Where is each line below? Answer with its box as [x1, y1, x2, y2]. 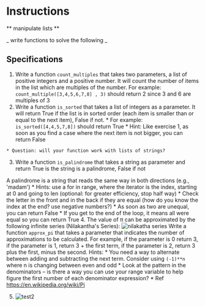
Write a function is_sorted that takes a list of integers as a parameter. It [15, 103, 196, 110]
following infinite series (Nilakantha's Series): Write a [6, 222, 187, 229]
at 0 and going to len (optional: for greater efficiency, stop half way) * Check [6, 189, 199, 197]
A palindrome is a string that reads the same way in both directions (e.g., [6, 177, 190, 184]
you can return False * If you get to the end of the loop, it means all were [6, 209, 190, 216]
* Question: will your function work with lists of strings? [6, 147, 166, 154]
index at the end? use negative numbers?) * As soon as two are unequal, [6, 202, 190, 210]
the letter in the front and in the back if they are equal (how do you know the [6, 196, 199, 204]
